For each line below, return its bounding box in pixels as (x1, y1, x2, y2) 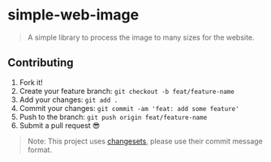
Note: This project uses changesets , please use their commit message (27, 136, 263, 146)
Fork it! (19, 77, 44, 87)
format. (27, 144, 53, 155)
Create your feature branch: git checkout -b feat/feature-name (19, 86, 234, 96)
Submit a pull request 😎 (19, 120, 101, 130)
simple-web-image (7, 6, 140, 24)
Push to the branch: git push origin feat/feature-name (19, 112, 208, 122)
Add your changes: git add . (19, 95, 118, 104)
